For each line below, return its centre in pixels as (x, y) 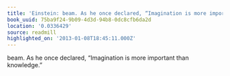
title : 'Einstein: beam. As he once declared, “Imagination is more (107, 13)
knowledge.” (25, 65)
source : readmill (32, 32)
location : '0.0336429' (39, 26)
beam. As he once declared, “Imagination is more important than (98, 58)
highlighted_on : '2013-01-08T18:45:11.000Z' (72, 39)
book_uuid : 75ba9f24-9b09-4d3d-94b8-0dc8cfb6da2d (79, 20)
